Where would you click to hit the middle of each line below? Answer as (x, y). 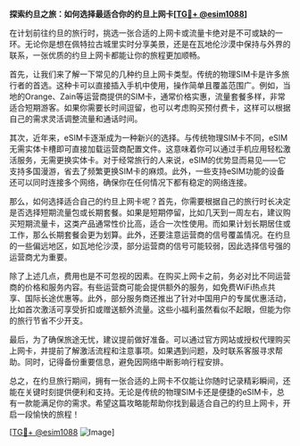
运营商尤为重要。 (41, 257)
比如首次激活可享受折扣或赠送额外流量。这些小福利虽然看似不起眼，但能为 (146, 310)
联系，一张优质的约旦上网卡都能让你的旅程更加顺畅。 (107, 55)
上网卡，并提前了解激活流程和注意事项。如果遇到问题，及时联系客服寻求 (142, 351)
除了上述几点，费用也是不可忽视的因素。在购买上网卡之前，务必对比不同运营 (150, 276)
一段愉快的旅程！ (48, 414)
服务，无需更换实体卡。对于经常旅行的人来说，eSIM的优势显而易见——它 (151, 160)
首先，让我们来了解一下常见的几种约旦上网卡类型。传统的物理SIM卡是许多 (146, 74)
